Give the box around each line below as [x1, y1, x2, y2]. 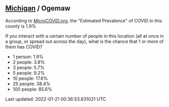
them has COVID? [5, 43, 42, 50]
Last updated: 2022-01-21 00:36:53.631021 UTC [5, 96, 106, 102]
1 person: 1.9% [12, 53, 44, 60]
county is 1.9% [5, 23, 37, 29]
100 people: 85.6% [12, 86, 52, 92]
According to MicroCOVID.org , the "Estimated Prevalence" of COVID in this [5, 17, 162, 23]
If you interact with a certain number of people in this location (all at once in [5, 33, 164, 39]
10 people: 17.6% [12, 75, 48, 81]
